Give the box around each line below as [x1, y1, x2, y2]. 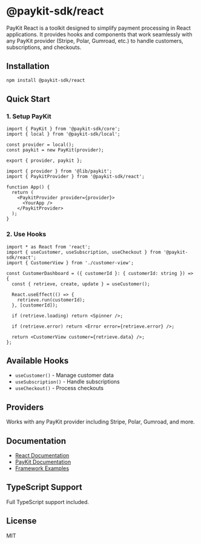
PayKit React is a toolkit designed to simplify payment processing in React [6, 24, 191, 32]
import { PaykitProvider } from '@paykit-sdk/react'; [6, 174, 145, 180]
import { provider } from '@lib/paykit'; [6, 168, 113, 174]
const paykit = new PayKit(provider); [6, 147, 104, 153]
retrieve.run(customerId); [17, 297, 85, 303]
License [6, 516, 37, 526]
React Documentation [15, 452, 70, 459]
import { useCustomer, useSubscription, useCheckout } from [6, 249, 162, 255]
